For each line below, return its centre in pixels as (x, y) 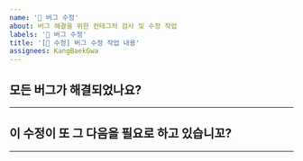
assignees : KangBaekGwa (54, 51)
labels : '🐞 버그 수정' (48, 34)
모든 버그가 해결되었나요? (76, 89)
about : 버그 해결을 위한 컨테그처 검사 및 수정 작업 (93, 26)
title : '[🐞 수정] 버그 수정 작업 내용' (75, 43)
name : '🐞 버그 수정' (44, 18)
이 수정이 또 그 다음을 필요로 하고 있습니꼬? (121, 134)
